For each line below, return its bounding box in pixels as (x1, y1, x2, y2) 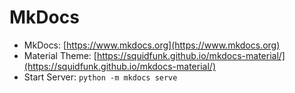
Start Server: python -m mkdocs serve (23, 71, 178, 83)
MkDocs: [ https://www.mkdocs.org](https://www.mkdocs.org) (23, 39, 281, 51)
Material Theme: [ (23, 49, 97, 61)
